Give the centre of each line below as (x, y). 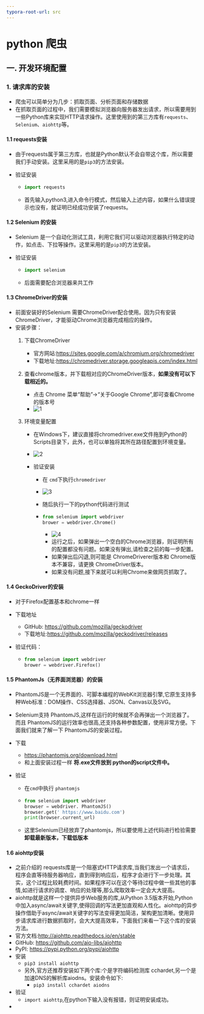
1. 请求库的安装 (28, 87)
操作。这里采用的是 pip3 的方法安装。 (108, 245)
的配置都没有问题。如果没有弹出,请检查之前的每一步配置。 (124, 549)
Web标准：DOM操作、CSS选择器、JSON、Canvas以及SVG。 (97, 702)
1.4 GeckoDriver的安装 (35, 587)
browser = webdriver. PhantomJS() (68, 807)
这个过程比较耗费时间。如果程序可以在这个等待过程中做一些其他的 (108, 883)
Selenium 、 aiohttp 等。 (44, 124)
